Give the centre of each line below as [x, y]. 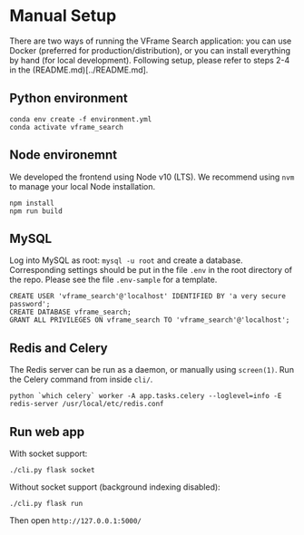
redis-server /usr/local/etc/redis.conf [87, 404]
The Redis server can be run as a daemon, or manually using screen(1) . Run [152, 370]
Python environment [69, 98]
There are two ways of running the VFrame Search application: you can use [151, 41]
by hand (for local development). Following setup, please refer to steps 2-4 [150, 60]
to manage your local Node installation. [83, 186]
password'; [30, 305]
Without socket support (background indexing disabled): [115, 487]
